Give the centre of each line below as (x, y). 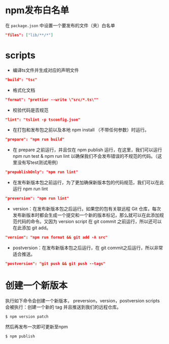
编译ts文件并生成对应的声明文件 (46, 70)
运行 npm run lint (30, 189)
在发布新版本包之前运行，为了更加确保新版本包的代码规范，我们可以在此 (88, 183)
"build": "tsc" (21, 80)
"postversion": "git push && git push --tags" (55, 264)
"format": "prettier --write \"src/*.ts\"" (52, 99)
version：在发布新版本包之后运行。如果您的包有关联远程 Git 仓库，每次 (87, 209)
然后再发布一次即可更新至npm (37, 326)
